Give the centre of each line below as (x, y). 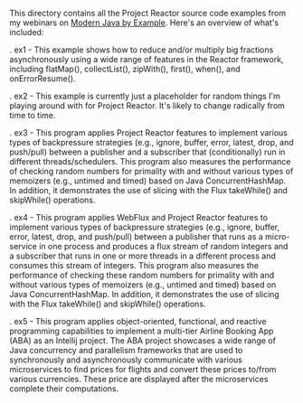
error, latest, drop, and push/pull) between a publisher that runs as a (137, 237)
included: (27, 32)
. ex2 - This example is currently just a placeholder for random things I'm (145, 96)
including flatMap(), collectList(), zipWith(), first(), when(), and (125, 69)
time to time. (33, 115)
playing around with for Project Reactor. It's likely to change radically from (147, 106)
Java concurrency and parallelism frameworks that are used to (126, 350)
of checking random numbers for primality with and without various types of (151, 171)
